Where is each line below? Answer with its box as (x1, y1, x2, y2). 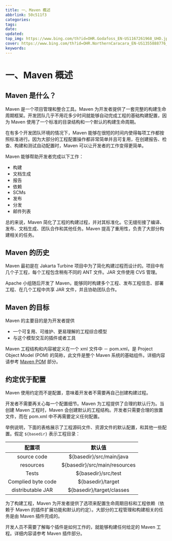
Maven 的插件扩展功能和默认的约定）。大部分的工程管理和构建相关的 (15, 507, 159, 513)
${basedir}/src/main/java (68, 453, 129, 460)
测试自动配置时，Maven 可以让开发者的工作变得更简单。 (27, 142, 147, 149)
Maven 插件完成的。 (19, 513, 63, 519)
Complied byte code (8, 478, 57, 485)
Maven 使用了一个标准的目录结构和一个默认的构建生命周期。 (11, 118, 139, 125)
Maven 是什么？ (5, 91, 56, 100)
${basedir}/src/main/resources (61, 462, 136, 469)
